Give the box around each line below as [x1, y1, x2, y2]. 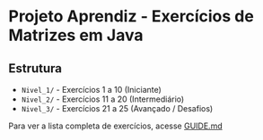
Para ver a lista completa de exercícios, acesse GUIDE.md [8, 120, 223, 131]
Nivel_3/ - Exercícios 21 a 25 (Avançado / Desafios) [21, 103, 214, 113]
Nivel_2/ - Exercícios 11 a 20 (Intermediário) [21, 94, 185, 104]
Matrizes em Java [8, 25, 144, 45]
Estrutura [8, 61, 63, 76]
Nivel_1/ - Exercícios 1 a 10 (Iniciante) [21, 85, 162, 95]
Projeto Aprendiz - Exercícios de [8, 6, 255, 27]
